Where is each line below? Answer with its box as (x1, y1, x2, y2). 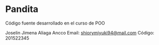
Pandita (5, 3, 39, 15)
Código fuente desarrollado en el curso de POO (5, 20, 105, 26)
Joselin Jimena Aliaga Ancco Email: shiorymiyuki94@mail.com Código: (5, 29, 154, 35)
